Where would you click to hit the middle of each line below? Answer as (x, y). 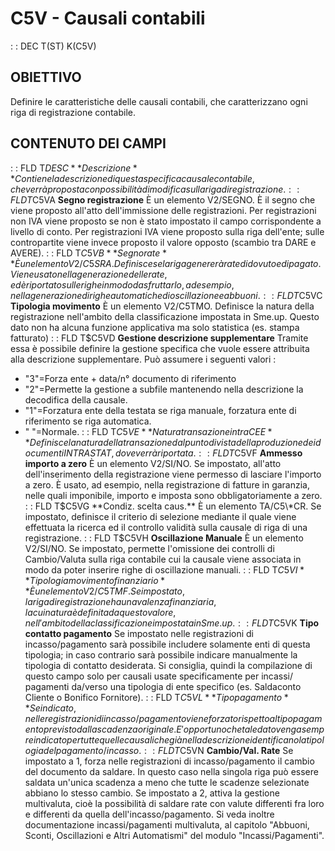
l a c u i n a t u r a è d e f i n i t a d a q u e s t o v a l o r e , (100, 612)
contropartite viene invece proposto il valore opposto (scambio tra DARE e (163, 242)
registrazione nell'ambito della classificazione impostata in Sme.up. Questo (165, 316)
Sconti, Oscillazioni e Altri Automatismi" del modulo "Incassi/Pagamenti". (174, 835)
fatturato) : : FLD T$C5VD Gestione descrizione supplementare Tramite (159, 338)
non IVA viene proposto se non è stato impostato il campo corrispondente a (166, 221)
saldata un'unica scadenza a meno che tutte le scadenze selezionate (167, 782)
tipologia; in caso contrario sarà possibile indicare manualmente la (161, 654)
